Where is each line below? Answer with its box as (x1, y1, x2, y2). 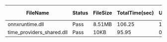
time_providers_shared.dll (7, 29, 68, 36)
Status (72, 9, 88, 16)
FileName (26, 9, 49, 16)
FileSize (92, 9, 112, 16)
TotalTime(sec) (116, 9, 154, 16)
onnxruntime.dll (7, 21, 44, 28)
